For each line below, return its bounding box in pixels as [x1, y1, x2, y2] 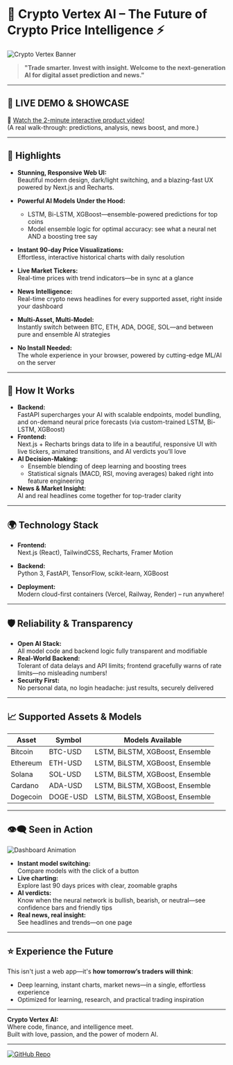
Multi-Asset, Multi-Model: [17, 315, 95, 323]
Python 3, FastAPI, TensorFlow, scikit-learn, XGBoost [17, 569, 169, 578]
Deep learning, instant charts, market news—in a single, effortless [17, 981, 206, 989]
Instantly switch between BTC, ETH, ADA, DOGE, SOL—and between [17, 323, 214, 331]
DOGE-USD [49, 792, 88, 801]
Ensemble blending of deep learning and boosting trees [27, 462, 187, 470]
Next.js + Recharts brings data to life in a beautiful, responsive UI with [17, 440, 217, 448]
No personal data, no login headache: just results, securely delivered [17, 683, 214, 692]
